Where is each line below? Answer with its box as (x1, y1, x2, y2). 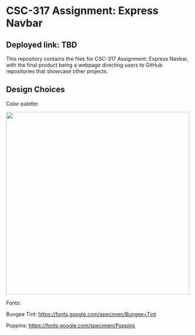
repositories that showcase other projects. (6, 68, 108, 74)
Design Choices (6, 85, 66, 95)
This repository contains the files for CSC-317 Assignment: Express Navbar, (6, 56, 189, 62)
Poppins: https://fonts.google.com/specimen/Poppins (6, 322, 136, 329)
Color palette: (6, 100, 39, 107)
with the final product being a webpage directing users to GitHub (6, 61, 163, 68)
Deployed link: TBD (6, 40, 77, 50)
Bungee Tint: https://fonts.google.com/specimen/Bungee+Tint (6, 310, 156, 317)
